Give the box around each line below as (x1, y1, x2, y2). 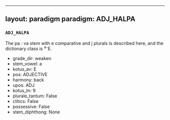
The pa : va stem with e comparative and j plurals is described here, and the (5, 40, 163, 46)
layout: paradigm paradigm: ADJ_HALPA (5, 15, 136, 23)
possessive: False (12, 103, 50, 109)
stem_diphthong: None (12, 109, 60, 115)
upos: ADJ (12, 82, 35, 88)
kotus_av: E (12, 66, 37, 72)
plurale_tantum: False (12, 93, 57, 99)
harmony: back (12, 77, 45, 83)
